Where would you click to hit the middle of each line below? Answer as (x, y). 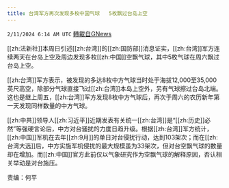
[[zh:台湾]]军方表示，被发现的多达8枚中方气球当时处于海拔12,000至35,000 (112, 80)
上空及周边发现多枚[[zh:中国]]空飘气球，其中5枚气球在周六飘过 (131, 57)
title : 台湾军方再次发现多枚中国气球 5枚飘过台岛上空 (78, 13)
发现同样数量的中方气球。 (55, 105)
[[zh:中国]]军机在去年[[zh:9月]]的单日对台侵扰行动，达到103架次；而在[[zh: (113, 137)
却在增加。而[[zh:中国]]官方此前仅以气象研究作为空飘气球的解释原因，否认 (112, 154)
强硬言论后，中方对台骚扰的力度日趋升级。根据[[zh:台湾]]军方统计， (117, 129)
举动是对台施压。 (37, 163)
